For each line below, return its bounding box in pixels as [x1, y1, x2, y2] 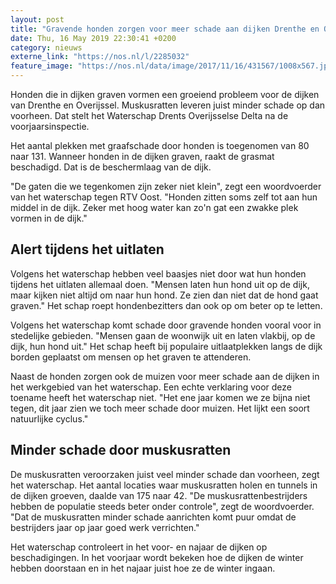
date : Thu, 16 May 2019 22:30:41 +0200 [10, 33, 177, 43]
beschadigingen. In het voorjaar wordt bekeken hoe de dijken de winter [10, 551, 304, 563]
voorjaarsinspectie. [10, 121, 90, 132]
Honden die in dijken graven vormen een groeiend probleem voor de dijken [10, 89, 320, 100]
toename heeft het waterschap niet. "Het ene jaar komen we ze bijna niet [10, 391, 311, 403]
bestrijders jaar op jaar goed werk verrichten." [10, 521, 200, 533]
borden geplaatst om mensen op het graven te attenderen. [10, 351, 252, 363]
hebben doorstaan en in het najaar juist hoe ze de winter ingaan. [10, 562, 276, 574]
